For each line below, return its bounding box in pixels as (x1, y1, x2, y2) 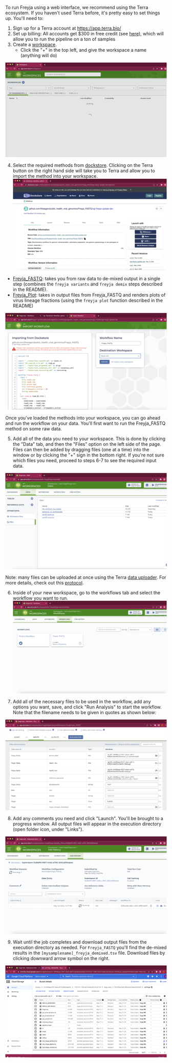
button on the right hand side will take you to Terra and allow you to (12, 168, 155, 174)
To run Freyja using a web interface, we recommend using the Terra (5, 5, 148, 10)
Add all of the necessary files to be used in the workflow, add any (12, 698, 151, 704)
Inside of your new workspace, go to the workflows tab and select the (12, 589, 160, 596)
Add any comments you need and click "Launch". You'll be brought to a (12, 815, 164, 821)
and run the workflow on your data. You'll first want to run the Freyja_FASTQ (5, 420, 166, 426)
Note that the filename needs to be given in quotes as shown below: (12, 709, 157, 715)
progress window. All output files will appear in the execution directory (12, 821, 162, 827)
